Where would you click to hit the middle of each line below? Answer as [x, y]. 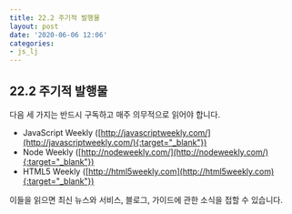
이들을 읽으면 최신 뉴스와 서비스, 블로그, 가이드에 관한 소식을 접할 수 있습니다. [146, 199]
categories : [32, 43]
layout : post [34, 26]
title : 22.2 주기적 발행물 [55, 18]
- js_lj [24, 52]
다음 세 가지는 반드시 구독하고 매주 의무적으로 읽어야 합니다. [115, 114]
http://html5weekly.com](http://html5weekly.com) [181, 171]
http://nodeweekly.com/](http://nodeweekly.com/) [175, 152]
